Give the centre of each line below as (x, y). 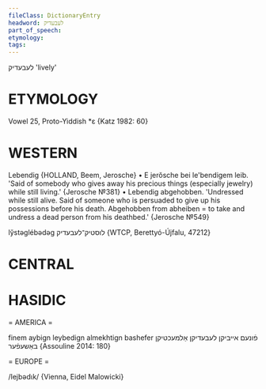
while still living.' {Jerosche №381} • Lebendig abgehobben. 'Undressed (126, 192)
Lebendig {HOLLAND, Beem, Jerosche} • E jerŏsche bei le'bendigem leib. (129, 175)
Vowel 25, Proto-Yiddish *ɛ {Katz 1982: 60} (78, 121)
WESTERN (43, 153)
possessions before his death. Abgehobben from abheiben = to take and (127, 209)
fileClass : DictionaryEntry (55, 15)
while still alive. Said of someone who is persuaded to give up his (114, 200)
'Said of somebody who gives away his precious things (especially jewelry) (131, 183)
